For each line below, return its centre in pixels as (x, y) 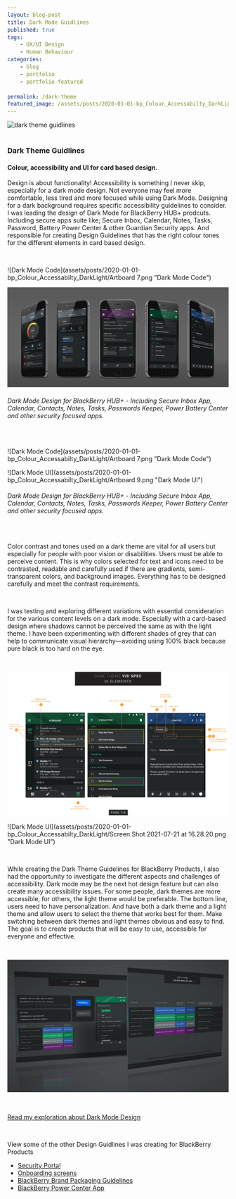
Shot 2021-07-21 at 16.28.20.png (179, 834)
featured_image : (31, 104)
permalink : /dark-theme (42, 96)
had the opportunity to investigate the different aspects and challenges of (114, 876)
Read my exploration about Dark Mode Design (74, 1117)
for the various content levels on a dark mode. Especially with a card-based (117, 619)
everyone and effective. (41, 936)
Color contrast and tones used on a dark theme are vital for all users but (111, 546)
